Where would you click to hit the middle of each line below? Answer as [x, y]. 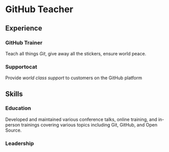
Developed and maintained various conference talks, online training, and [81, 119]
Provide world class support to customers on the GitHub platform [74, 78]
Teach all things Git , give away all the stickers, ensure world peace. [76, 53]
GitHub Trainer [24, 43]
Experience [24, 28]
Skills [14, 94]
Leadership [20, 143]
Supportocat [21, 67]
